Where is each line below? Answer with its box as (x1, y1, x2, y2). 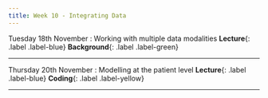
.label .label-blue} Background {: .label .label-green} (8, 41, 179, 52)
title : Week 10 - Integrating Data (8, 11, 127, 20)
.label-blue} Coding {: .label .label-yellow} (8, 73, 145, 83)
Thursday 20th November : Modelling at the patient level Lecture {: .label (8, 65, 246, 74)
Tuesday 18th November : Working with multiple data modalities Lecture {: (8, 33, 250, 43)
